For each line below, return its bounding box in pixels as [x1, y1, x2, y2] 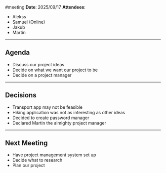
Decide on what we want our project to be [12, 67, 98, 73]
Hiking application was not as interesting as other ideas [12, 109, 125, 115]
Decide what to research [12, 157, 63, 163]
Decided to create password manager [12, 115, 89, 121]
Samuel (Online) [12, 19, 45, 25]
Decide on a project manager [12, 72, 72, 78]
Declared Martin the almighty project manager [12, 120, 106, 126]
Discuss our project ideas [12, 61, 65, 67]
